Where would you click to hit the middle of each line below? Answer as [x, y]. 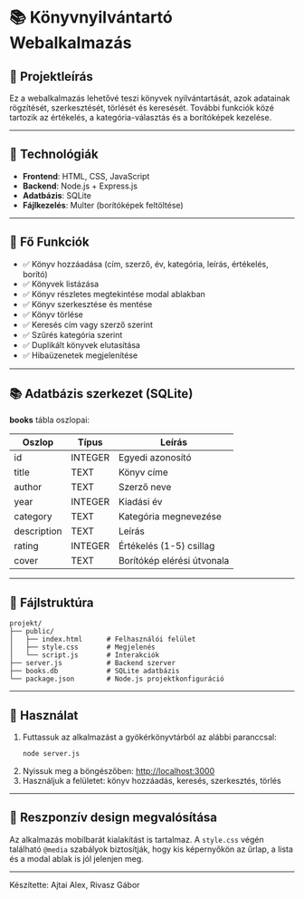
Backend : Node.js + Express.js [80, 186]
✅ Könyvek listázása [61, 284]
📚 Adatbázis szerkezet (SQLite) [101, 394]
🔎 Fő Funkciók [49, 242]
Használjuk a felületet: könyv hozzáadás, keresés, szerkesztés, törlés [152, 780]
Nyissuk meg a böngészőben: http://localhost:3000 [119, 770]
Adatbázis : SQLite [57, 195]
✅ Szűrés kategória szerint [72, 334]
